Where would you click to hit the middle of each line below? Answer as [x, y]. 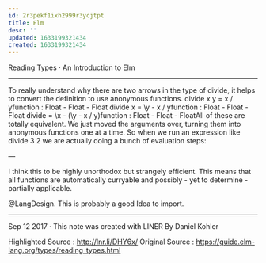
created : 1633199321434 [47, 45]
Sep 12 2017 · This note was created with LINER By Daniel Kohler [114, 227]
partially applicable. [40, 189]
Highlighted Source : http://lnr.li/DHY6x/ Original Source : [101, 242]
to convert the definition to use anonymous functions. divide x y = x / [121, 99]
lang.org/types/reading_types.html [65, 250]
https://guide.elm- [226, 242]
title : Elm [26, 23]
